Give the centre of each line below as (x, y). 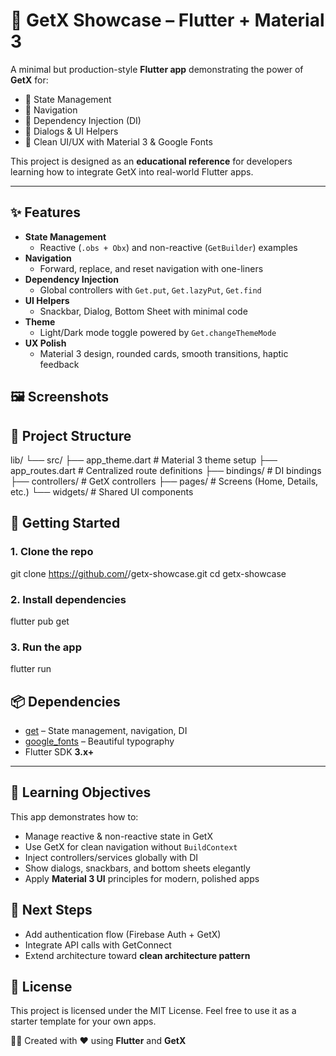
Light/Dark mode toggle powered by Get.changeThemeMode (158, 332)
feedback (59, 364)
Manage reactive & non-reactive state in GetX (118, 836)
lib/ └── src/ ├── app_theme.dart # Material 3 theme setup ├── (144, 460)
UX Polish (45, 343)
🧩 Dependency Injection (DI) (83, 120)
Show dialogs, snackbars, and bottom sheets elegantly (137, 868)
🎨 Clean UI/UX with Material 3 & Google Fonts (118, 141)
